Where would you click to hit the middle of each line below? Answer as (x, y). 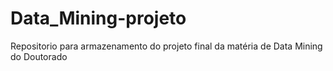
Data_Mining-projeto (98, 18)
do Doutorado (39, 56)
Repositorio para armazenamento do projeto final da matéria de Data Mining (166, 46)
